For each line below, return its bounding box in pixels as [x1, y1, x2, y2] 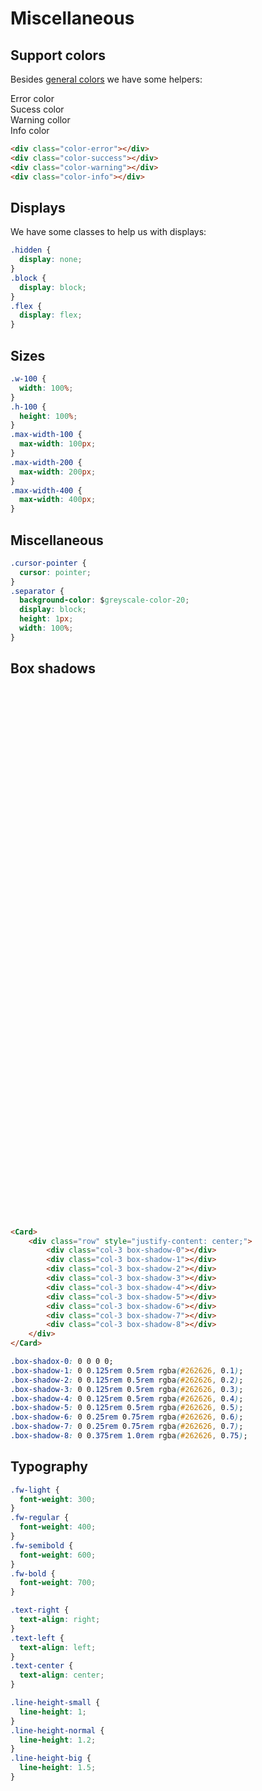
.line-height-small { [10, 1698, 101, 1708]
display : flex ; [19, 310, 83, 321]
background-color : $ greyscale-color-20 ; [19, 595, 190, 606]
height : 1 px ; [19, 614, 74, 624]
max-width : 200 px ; [19, 467, 97, 477]
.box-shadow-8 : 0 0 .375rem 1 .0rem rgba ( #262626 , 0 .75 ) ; [10, 1431, 248, 1441]
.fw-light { [10, 1485, 60, 1495]
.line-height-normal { [10, 1725, 105, 1736]
